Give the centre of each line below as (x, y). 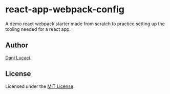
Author (17, 45)
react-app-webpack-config (65, 10)
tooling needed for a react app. (38, 29)
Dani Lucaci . (18, 58)
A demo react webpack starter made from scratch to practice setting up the (85, 24)
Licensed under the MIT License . (40, 86)
